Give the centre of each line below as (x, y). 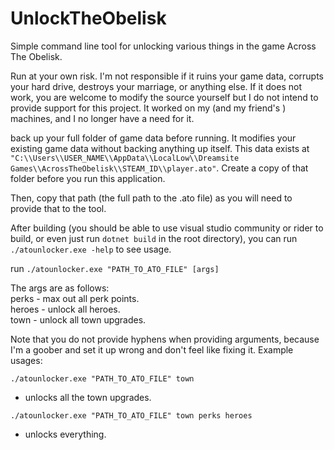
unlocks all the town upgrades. (88, 397)
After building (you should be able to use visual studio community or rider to (167, 228)
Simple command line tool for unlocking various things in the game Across (163, 46)
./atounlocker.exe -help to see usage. (91, 249)
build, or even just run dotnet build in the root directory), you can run (154, 238)
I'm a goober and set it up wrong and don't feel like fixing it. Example (152, 349)
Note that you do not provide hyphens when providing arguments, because (165, 339)
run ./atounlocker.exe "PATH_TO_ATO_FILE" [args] (115, 268)
